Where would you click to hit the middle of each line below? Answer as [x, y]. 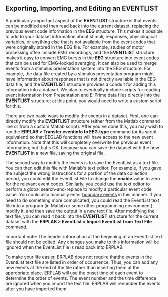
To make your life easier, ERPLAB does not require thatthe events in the [79, 257]
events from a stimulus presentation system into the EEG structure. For [78, 68]
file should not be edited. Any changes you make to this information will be [82, 242]
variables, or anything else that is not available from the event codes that [80, 42]
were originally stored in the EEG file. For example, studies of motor [75, 47]
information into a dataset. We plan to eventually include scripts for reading [83, 89]
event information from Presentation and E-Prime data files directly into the [83, 95]
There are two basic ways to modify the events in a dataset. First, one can [81, 116]
